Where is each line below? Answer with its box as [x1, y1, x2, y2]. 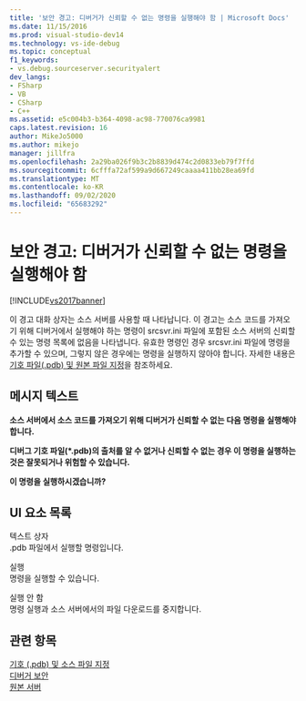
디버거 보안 [9, 670, 49, 681]
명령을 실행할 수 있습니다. [9, 573, 100, 584]
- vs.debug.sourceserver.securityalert [9, 65, 161, 74]
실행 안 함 [9, 593, 44, 604]
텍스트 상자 [9, 531, 49, 542]
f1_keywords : [9, 56, 59, 65]
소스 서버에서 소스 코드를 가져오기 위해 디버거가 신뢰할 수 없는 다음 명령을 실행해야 [9, 414, 297, 425]
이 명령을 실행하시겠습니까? [9, 475, 107, 487]
